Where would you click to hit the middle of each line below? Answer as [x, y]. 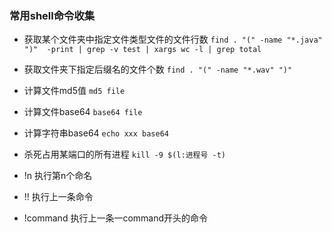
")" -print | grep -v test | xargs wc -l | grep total [142, 50]
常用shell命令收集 [52, 15]
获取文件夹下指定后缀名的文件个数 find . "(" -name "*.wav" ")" [158, 69]
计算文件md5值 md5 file [74, 91]
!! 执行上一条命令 [58, 197]
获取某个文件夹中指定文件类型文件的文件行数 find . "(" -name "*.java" [173, 39]
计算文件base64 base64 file [83, 112]
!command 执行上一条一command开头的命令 [116, 218]
